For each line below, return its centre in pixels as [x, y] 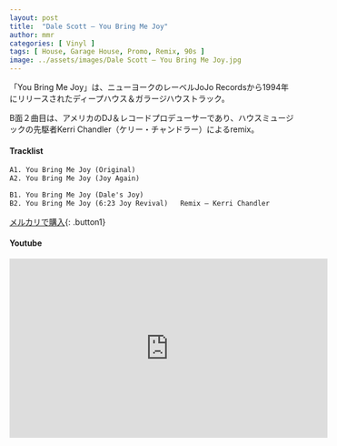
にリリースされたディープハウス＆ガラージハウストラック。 [119, 98]
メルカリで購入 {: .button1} [58, 222]
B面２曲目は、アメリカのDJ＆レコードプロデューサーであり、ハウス [136, 118]
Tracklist [26, 150]
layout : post [34, 18]
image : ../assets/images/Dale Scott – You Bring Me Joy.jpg [126, 60]
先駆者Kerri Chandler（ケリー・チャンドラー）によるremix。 [146, 129]
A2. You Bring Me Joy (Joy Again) [75, 178]
